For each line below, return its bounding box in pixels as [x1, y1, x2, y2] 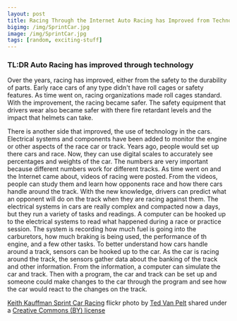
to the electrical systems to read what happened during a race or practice [7, 217, 221, 226]
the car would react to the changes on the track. [7, 285, 147, 293]
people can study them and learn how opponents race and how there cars [7, 180, 223, 188]
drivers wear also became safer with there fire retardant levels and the [7, 106, 212, 115]
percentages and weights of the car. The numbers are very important [7, 157, 208, 166]
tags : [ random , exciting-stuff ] [7, 37, 102, 44]
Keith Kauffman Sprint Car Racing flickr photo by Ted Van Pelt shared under [7, 298, 227, 308]
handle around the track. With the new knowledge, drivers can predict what [7, 187, 227, 196]
